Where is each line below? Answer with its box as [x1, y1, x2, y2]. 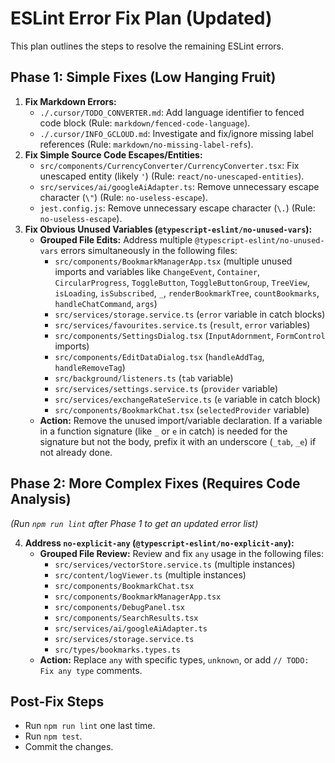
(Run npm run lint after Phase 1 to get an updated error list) [10, 517, 259, 529]
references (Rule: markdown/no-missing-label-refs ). [39, 138, 254, 150]
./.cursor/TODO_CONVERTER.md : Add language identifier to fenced [39, 106, 305, 118]
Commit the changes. [24, 741, 114, 753]
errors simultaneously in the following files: [60, 244, 238, 256]
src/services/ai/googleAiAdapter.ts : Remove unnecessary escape [39, 180, 320, 192]
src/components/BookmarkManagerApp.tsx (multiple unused [54, 255, 293, 267]
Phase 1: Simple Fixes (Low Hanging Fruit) [10, 69, 277, 86]
